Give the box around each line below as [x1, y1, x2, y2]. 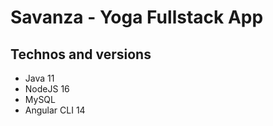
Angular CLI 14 [24, 104, 86, 116]
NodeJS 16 [24, 83, 70, 95]
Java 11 [24, 72, 55, 84]
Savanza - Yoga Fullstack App [10, 6, 264, 29]
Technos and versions [10, 46, 152, 63]
